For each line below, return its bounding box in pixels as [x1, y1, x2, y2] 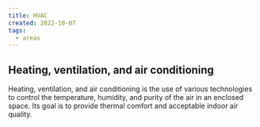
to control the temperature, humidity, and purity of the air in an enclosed [8, 93, 244, 102]
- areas [15, 33, 41, 42]
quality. [8, 110, 32, 119]
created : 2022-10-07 [8, 19, 77, 27]
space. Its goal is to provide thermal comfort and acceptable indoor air [8, 101, 239, 111]
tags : [8, 26, 26, 34]
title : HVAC [8, 11, 48, 20]
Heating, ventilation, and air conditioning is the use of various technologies [8, 84, 253, 94]
